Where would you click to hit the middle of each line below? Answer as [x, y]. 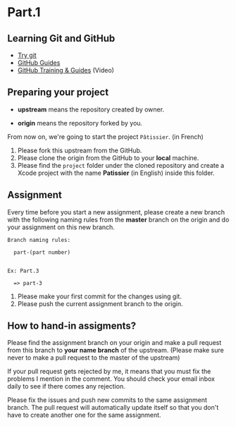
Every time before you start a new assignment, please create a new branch [116, 212]
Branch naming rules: [39, 240]
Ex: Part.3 [23, 271]
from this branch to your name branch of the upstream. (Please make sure [116, 351]
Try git [27, 55]
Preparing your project [58, 92]
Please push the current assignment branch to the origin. [100, 303]
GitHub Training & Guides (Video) [66, 70]
